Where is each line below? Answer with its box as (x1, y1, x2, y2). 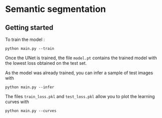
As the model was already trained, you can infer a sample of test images (5, 70, 153, 76)
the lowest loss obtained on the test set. (5, 60, 87, 66)
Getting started (5, 23, 54, 32)
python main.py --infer (5, 85, 55, 90)
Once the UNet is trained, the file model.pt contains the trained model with (5, 55, 158, 61)
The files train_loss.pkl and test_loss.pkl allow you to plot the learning (5, 94, 155, 99)
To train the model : (5, 36, 45, 42)
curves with (5, 99, 29, 105)
